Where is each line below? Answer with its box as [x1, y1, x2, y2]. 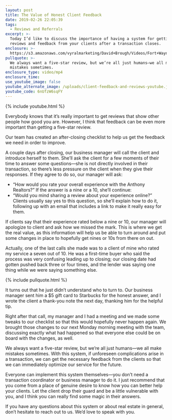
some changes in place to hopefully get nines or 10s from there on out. [5, 235, 155, 241]
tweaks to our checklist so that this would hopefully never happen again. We [5, 319, 166, 325]
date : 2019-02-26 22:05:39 [5, 17, 63, 22]
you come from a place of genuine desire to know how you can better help [5, 382, 163, 389]
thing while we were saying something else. [5, 267, 97, 273]
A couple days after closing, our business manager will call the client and [5, 149, 160, 155]
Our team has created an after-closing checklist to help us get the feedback [5, 134, 165, 140]
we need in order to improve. [5, 139, 67, 146]
